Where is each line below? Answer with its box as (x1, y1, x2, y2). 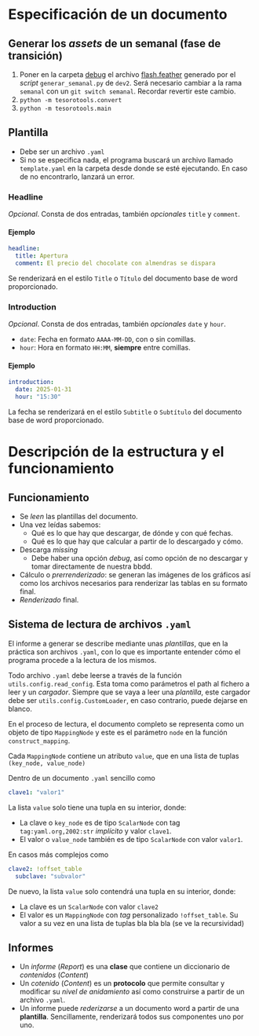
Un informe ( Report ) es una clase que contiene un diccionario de (19, 962, 230, 972)
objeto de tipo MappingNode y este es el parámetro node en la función (8, 727, 228, 737)
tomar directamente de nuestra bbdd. (31, 562, 153, 571)
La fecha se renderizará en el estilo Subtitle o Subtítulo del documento (8, 407, 242, 417)
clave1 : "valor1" (8, 788, 65, 796)
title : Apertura (15, 252, 68, 260)
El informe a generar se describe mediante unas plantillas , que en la (8, 639, 228, 648)
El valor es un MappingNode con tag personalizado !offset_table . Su (19, 910, 239, 920)
